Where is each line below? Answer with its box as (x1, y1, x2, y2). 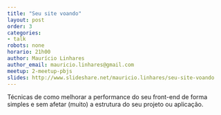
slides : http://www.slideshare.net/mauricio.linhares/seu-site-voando (7, 74, 215, 81)
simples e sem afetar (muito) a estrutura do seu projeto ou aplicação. (7, 101, 204, 109)
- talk (7, 36, 26, 43)
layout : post (7, 17, 45, 23)
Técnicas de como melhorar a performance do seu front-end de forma (7, 93, 208, 101)
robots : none (7, 42, 45, 49)
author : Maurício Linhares (7, 55, 85, 62)
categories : (7, 29, 41, 36)
